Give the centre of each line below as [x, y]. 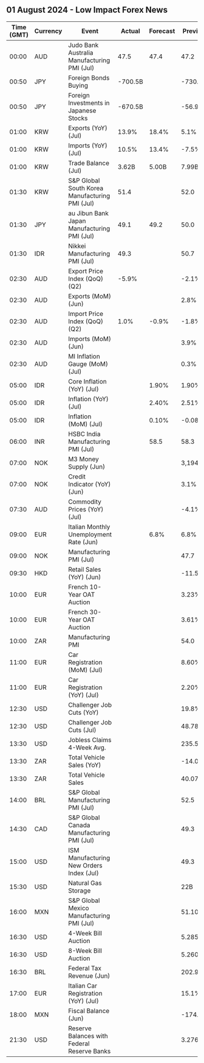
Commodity [85, 502]
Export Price [86, 271]
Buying [78, 85]
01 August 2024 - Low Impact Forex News [87, 10]
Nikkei [77, 246]
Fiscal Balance [89, 1011]
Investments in [89, 103]
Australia [80, 52]
